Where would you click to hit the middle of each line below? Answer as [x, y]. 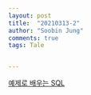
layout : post [30, 16]
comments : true [34, 38]
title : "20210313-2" [44, 23]
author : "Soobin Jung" [46, 30]
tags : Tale [26, 46]
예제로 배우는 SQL [37, 83]
